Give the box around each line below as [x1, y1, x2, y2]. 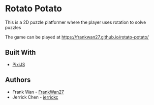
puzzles [5, 24, 21, 30]
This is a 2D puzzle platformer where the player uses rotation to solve [5, 19, 146, 25]
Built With [5, 48, 36, 57]
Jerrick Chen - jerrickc [12, 94, 59, 100]
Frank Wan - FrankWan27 [12, 89, 64, 95]
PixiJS [12, 61, 26, 67]
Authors [5, 76, 31, 84]
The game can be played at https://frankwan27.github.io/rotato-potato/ [5, 34, 149, 40]
